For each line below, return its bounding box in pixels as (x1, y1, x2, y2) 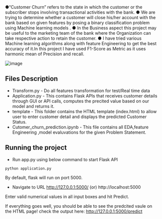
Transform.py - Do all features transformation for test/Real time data (12, 88, 150, 94)
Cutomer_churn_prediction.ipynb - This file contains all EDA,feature (12, 124, 149, 130)
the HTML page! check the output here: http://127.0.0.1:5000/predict (5, 208, 142, 214)
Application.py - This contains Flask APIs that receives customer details (12, 93, 158, 98)
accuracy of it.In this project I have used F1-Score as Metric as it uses (5, 46, 146, 51)
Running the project (5, 144, 67, 152)
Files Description (5, 74, 58, 83)
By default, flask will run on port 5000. (5, 174, 82, 180)
